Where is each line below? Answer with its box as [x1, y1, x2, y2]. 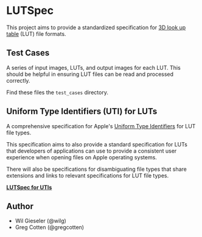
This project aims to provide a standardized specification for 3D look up [6, 24, 186, 31]
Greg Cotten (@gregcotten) [15, 224, 84, 231]
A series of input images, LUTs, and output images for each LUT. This [6, 64, 181, 71]
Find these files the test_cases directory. [6, 89, 108, 96]
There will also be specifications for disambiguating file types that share [6, 165, 187, 173]
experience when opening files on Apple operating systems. [6, 153, 157, 161]
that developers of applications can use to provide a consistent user [6, 147, 177, 154]
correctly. [6, 77, 30, 84]
